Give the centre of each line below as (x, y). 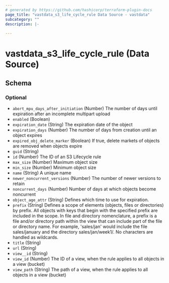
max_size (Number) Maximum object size (55, 162)
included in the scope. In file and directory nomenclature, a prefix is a (85, 216)
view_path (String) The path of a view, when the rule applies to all (80, 269)
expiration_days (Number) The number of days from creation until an (85, 130)
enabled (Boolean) (31, 119)
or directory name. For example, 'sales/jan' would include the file (80, 226)
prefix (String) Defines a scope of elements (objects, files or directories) (88, 205)
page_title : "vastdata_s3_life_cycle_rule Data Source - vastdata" (78, 15)
